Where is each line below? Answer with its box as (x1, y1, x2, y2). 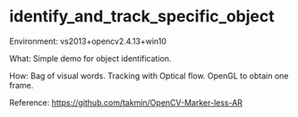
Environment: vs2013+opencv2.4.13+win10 (9, 36, 167, 46)
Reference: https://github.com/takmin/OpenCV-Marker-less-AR (9, 96, 243, 108)
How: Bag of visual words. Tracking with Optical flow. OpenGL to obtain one (9, 70, 289, 81)
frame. (9, 79, 34, 90)
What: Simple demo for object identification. (9, 53, 172, 63)
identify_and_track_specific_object (9, 6, 275, 27)
